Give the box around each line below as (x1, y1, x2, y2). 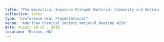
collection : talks (5, 12, 42, 16)
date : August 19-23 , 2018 (5, 25, 60, 30)
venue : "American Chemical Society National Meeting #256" (5, 20, 128, 26)
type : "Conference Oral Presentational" (5, 16, 89, 21)
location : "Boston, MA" (5, 29, 54, 34)
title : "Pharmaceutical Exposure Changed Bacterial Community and (5, 7, 143, 12)
